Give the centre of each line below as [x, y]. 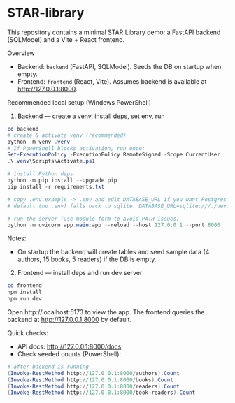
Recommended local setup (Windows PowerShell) [79, 102]
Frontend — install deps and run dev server [80, 273]
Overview [21, 53]
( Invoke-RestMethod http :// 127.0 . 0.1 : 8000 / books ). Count [90, 380]
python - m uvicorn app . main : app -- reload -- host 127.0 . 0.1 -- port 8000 [114, 225]
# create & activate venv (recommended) [67, 135]
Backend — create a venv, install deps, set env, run [91, 116]
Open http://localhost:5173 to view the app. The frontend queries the [106, 312]
